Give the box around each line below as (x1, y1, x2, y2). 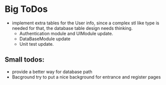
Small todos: (4, 56, 44, 64)
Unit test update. (19, 41, 54, 47)
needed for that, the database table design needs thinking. (11, 25, 133, 31)
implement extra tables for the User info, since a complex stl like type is (11, 20, 159, 26)
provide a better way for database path (11, 69, 93, 75)
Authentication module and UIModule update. (19, 30, 113, 36)
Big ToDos (4, 3, 48, 15)
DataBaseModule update (19, 36, 70, 42)
